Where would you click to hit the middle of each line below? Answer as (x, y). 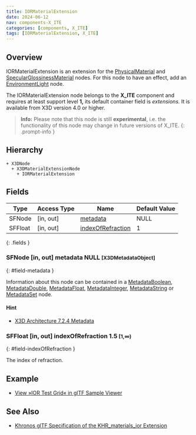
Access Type (56, 208)
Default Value (156, 208)
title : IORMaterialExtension (42, 11)
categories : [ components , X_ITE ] (47, 28)
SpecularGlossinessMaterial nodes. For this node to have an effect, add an (97, 78)
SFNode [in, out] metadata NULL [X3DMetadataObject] (81, 257)
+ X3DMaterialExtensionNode (46, 169)
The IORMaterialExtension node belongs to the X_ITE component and (90, 95)
